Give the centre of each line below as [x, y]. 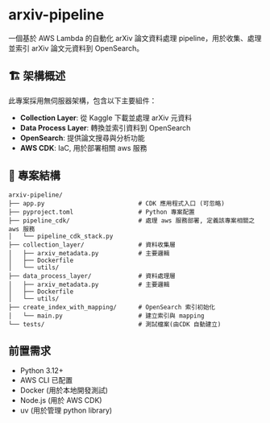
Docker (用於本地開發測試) [64, 390]
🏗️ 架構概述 [37, 76]
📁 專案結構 [34, 176]
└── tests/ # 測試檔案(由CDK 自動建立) [115, 324]
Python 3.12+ [42, 371]
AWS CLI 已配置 [46, 380]
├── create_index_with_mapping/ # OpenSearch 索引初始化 [112, 307]
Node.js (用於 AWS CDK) [61, 400]
